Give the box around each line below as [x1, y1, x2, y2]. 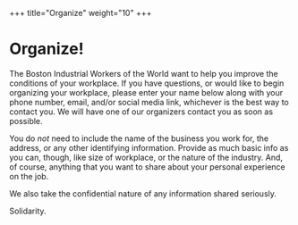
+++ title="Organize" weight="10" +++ [9, 8, 152, 18]
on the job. [9, 171, 49, 181]
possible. [9, 115, 43, 126]
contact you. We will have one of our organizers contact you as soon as [9, 106, 274, 117]
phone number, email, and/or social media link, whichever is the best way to [9, 96, 289, 107]
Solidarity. [9, 205, 47, 216]
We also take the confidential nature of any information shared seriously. [9, 187, 277, 199]
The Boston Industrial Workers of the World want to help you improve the [9, 68, 279, 79]
